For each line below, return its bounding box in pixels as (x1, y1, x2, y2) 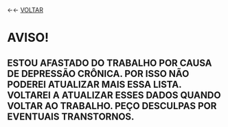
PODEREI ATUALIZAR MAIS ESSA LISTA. (7, 78, 182, 90)
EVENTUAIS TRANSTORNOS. (7, 111, 135, 122)
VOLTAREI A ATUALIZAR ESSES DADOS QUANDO (7, 89, 221, 101)
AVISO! (7, 30, 49, 45)
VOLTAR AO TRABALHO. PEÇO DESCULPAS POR (7, 100, 217, 112)
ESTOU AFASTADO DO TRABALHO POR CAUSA (7, 57, 212, 69)
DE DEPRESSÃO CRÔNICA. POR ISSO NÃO (7, 68, 190, 80)
